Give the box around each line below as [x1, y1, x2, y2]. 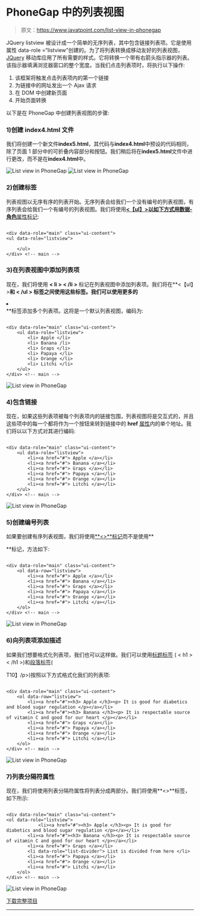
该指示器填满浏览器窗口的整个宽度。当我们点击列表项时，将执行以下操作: [6, 61, 186, 69]
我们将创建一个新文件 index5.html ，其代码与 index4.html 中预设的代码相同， [6, 140, 192, 148]
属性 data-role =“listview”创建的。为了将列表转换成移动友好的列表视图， [6, 46, 183, 54]
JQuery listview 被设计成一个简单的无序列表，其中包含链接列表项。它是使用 [6, 39, 192, 46]
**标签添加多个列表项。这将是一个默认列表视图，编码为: [6, 307, 144, 314]
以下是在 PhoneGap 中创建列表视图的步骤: [6, 109, 110, 117]
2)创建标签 [6, 183, 37, 192]
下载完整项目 [6, 897, 37, 905]
